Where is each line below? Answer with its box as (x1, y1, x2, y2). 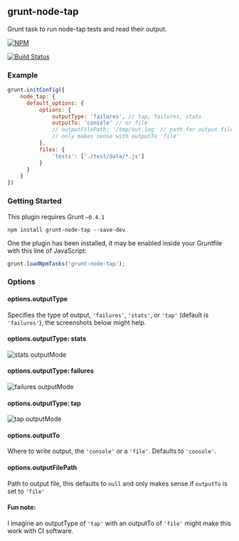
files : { (38, 146, 65, 153)
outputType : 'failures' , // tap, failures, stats (52, 113, 202, 120)
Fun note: (7, 503, 36, 512)
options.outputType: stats (7, 335, 87, 343)
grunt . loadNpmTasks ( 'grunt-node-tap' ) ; (7, 260, 126, 267)
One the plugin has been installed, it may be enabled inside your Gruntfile (7, 238, 223, 247)
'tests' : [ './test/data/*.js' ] (52, 153, 144, 160)
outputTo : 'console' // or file (52, 119, 148, 127)
